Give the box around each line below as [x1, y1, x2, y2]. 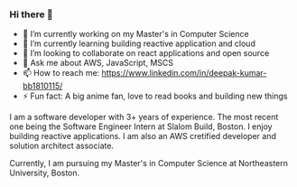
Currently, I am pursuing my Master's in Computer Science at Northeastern [9, 158, 289, 169]
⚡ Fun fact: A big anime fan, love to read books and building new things [22, 90, 288, 102]
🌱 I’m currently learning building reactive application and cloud [22, 38, 255, 49]
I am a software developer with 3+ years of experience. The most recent [9, 112, 279, 123]
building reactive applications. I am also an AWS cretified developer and [9, 131, 277, 142]
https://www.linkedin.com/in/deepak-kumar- [101, 68, 267, 79]
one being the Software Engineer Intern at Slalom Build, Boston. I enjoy [9, 121, 273, 132]
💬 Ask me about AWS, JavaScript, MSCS [22, 58, 174, 69]
